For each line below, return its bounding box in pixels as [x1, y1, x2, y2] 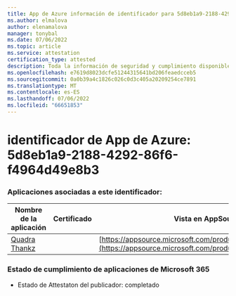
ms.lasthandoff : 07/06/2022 [7, 96, 90, 103]
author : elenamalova [7, 23, 68, 30]
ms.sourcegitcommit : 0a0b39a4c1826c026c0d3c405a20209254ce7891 [7, 75, 197, 83]
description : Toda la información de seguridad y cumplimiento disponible [7, 63, 231, 70]
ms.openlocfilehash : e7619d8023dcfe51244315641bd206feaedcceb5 [7, 69, 197, 76]
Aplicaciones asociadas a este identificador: [7, 187, 163, 197]
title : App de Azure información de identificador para [7, 10, 174, 18]
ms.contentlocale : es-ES [7, 89, 80, 96]
